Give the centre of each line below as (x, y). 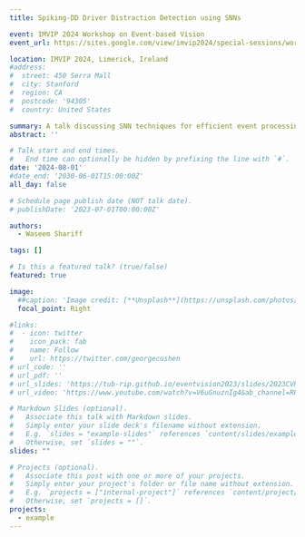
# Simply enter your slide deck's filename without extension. (135, 426)
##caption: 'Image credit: (69, 300)
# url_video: (34, 392)
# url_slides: (36, 384)
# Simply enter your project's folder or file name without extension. (152, 484)
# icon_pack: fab (49, 342)
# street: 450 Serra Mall (60, 76)
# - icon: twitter (46, 333)
